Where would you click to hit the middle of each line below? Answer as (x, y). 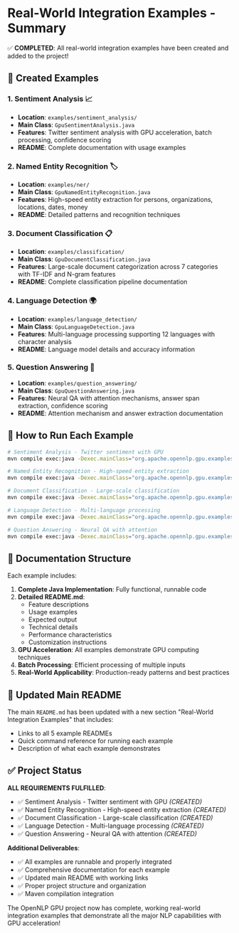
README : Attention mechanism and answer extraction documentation (120, 413)
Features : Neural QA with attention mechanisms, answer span (108, 398)
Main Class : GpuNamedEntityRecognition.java (84, 192)
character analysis (45, 341)
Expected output (53, 619)
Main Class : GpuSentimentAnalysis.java (76, 124)
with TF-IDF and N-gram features (67, 274)
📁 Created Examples (53, 79)
